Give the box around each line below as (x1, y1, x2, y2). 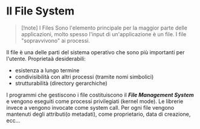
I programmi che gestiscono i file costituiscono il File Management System (6, 91, 195, 98)
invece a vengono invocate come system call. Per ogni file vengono (6, 104, 175, 111)
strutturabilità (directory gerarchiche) (15, 80, 108, 87)
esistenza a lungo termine (15, 66, 80, 74)
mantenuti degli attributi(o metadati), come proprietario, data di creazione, (6, 110, 191, 118)
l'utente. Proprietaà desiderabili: (6, 55, 86, 62)
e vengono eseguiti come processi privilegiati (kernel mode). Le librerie (6, 98, 184, 105)
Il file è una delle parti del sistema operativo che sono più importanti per (6, 48, 185, 55)
